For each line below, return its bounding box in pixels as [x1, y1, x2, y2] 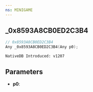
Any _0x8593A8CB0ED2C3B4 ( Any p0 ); [5, 44, 79, 50]
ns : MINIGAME [5, 7, 33, 13]
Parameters [5, 67, 43, 76]
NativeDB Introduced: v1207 [5, 54, 65, 59]
